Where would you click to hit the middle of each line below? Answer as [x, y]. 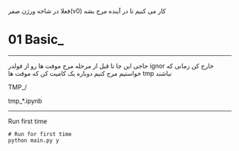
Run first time [28, 121]
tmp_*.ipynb [25, 101]
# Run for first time [40, 134]
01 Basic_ [36, 40]
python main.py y [34, 140]
